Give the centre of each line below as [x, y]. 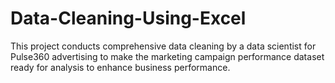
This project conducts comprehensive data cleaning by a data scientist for [163, 46]
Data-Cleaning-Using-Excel [128, 18]
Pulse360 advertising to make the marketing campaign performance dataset [167, 56]
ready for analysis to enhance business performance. [120, 67]
